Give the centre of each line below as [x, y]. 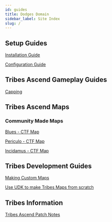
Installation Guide [22, 55]
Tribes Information [34, 203]
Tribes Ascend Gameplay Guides [56, 80]
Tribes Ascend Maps [37, 107]
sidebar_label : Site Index [33, 19]
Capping [14, 92]
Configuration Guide [25, 65]
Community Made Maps [34, 121]
